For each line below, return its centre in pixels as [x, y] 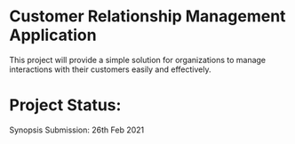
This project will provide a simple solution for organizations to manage [138, 60]
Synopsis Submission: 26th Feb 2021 [77, 130]
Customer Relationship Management [147, 16]
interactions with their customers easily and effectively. [110, 69]
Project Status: [65, 105]
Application [53, 35]
